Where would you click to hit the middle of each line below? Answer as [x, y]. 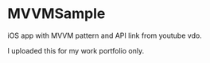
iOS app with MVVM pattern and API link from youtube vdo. [105, 35]
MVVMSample [56, 14]
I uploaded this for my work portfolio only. [76, 50]
